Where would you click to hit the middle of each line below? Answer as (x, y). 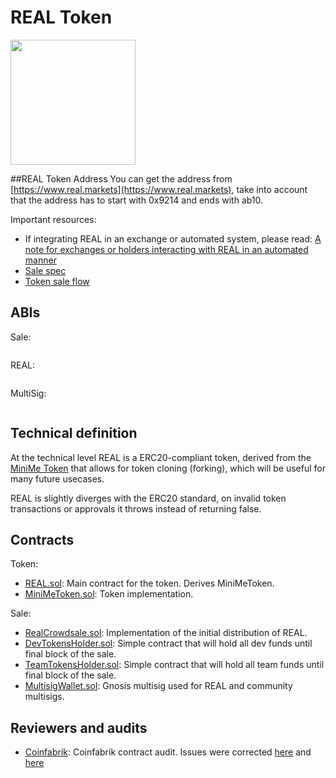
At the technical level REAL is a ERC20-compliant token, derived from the (161, 457)
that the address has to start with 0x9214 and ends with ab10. (137, 200)
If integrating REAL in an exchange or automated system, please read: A (173, 238)
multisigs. (44, 697)
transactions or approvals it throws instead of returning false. (136, 508)
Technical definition (74, 433)
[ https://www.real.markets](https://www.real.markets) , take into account (159, 189)
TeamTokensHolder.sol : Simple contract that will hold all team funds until (174, 665)
